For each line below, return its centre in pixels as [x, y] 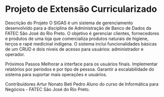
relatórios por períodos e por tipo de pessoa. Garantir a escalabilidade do [80, 69]
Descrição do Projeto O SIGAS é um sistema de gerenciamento [69, 23]
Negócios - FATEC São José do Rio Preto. [47, 89]
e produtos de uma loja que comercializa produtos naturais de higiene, [77, 39]
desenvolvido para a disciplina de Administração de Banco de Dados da [78, 28]
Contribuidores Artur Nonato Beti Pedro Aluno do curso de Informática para [82, 84]
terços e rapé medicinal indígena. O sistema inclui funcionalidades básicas [81, 44]
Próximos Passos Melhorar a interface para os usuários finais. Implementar [82, 64]
